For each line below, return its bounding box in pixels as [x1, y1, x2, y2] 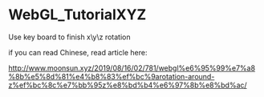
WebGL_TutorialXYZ [8, 6, 147, 24]
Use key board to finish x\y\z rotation [8, 32, 131, 42]
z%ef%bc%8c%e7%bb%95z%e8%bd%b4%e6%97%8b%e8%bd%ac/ [8, 80, 247, 90]
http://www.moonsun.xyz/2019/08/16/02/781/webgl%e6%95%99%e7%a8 [8, 63, 255, 73]
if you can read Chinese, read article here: [8, 47, 148, 57]
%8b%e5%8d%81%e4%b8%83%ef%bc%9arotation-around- [8, 71, 215, 81]
